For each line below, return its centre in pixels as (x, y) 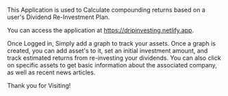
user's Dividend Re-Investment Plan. (59, 17)
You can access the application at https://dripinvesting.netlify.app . (100, 30)
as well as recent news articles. (51, 72)
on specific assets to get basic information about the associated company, (112, 65)
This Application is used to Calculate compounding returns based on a (106, 10)
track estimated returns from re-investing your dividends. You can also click (114, 58)
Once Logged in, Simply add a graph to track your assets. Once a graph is (111, 43)
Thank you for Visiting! (39, 85)
